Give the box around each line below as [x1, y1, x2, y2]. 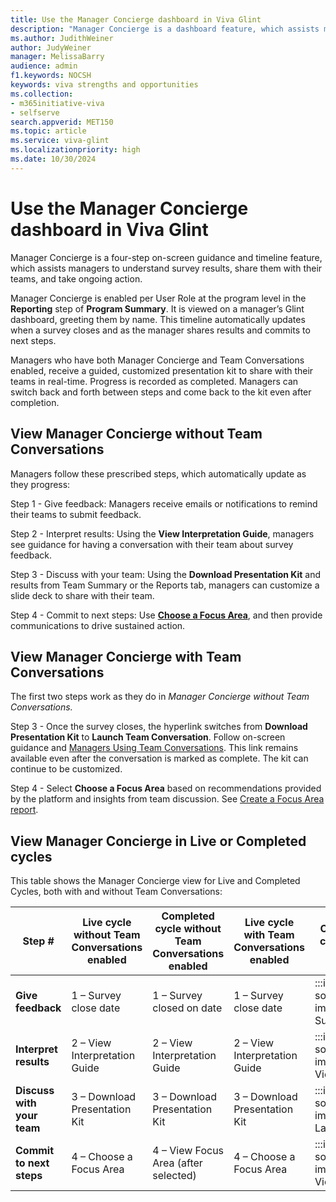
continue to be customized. [10, 763, 123, 775]
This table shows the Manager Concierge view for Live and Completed [10, 875, 301, 887]
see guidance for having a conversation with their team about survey [10, 538, 294, 550]
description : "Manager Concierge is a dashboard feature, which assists [10, 24, 320, 34]
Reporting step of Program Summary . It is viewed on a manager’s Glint [10, 302, 305, 315]
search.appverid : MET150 [10, 117, 114, 127]
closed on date [152, 1001, 223, 1015]
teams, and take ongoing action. [10, 272, 143, 285]
